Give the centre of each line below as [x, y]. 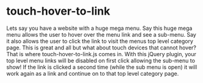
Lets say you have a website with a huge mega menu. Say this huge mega [99, 28]
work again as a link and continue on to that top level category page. [93, 73]
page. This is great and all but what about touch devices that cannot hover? [102, 48]
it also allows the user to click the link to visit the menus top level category [100, 41]
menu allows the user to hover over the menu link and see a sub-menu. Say [102, 34]
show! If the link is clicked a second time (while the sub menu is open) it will [102, 67]
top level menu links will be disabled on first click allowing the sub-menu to [101, 60]
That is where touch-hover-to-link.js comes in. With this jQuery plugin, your [102, 54]
